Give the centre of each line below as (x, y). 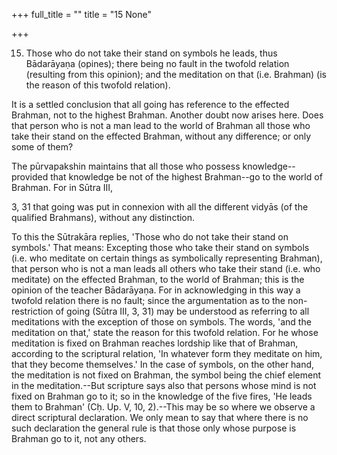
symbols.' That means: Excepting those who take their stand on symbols (160, 247)
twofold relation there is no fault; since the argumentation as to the (148, 300)
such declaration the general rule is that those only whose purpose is (154, 428)
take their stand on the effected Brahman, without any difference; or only (161, 136)
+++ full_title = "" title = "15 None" (81, 14)
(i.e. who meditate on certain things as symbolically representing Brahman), (167, 258)
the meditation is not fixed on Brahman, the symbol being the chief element (166, 375)
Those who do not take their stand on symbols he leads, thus (151, 53)
